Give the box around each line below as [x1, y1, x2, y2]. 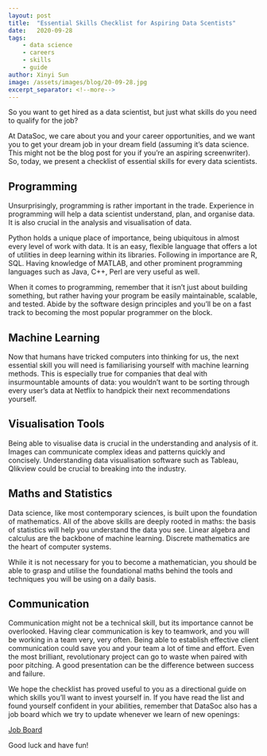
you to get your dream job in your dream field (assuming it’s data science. [8, 140, 250, 150]
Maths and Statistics [8, 487, 113, 501]
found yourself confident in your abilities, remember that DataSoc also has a [8, 701, 257, 711]
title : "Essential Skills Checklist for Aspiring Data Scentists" [8, 19, 237, 27]
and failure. [8, 669, 45, 679]
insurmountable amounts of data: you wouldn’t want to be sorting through [8, 377, 250, 387]
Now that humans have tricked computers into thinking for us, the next [8, 352, 239, 361]
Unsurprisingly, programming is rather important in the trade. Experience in [8, 201, 254, 211]
